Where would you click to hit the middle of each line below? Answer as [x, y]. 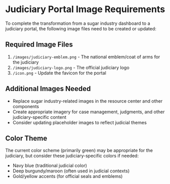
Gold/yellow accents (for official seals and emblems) [67, 176]
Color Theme [26, 138]
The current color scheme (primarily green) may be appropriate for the [79, 151]
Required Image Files [39, 45]
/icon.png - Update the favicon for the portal [59, 73]
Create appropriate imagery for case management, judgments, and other [89, 112]
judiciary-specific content [40, 117]
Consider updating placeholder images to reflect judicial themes [80, 122]
